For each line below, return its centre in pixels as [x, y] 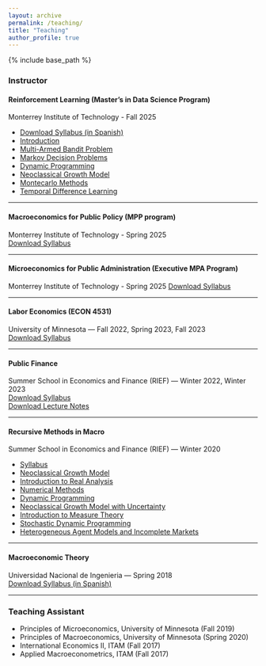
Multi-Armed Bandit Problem [66, 149]
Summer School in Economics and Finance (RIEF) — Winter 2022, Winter [127, 381]
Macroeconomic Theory [49, 557]
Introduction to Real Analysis [66, 481]
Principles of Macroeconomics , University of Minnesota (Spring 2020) [134, 637]
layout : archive [35, 15]
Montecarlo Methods [54, 183]
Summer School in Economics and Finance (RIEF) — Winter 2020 [114, 449]
